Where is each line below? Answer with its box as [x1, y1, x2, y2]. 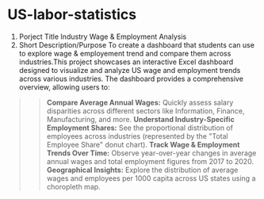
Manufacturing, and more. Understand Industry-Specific [46, 114, 235, 124]
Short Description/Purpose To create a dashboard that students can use [18, 40, 255, 49]
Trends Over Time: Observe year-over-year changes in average [46, 148, 257, 158]
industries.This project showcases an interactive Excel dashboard [18, 57, 234, 67]
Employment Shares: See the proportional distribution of [46, 123, 233, 132]
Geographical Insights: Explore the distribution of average [46, 165, 239, 174]
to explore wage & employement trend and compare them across [18, 48, 231, 58]
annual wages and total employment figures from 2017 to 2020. [46, 156, 254, 166]
